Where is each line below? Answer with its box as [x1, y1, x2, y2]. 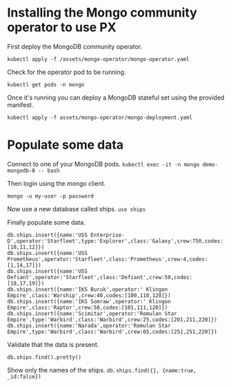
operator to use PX [7, 19, 117, 35]
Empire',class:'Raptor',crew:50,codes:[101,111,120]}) [7, 304, 168, 311]
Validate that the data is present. [7, 340, 99, 348]
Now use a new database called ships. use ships [7, 205, 146, 213]
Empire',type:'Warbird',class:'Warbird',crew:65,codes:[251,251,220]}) [7, 328, 217, 335]
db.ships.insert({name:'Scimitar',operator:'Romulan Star [7, 310, 177, 317]
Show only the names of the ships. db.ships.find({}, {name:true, [7, 366, 197, 374]
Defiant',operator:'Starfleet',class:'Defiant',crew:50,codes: [7, 274, 193, 281]
